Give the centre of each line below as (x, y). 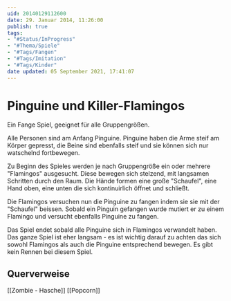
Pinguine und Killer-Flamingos (96, 106)
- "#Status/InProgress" (41, 39)
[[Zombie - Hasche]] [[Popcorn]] (54, 291)
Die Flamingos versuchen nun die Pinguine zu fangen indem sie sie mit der (113, 202)
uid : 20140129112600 (37, 13)
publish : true (28, 26)
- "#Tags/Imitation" (37, 59)
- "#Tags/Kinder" (32, 65)
